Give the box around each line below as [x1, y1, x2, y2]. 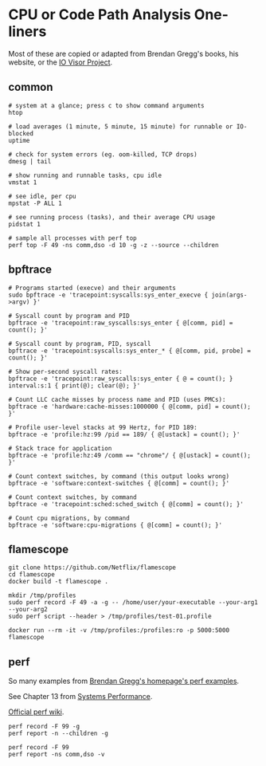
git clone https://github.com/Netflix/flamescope [8, 564, 177, 572]
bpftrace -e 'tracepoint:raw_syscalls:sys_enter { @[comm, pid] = [8, 319, 233, 327]
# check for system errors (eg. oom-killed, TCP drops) [8, 150, 198, 159]
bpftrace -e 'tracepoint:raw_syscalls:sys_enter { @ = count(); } [8, 375, 233, 383]
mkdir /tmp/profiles [8, 591, 77, 599]
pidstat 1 [8, 220, 41, 228]
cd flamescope [8, 571, 56, 579]
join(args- [211, 291, 248, 299]
